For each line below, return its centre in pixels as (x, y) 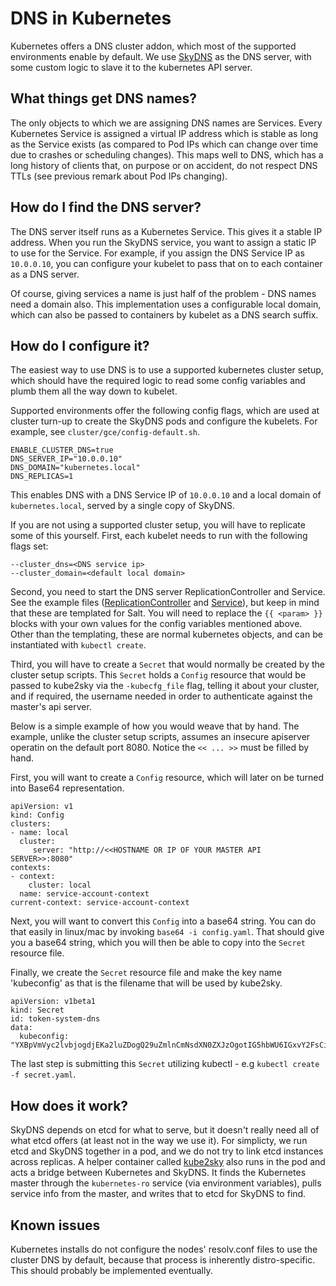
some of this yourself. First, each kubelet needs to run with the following (159, 536)
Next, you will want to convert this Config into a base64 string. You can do (163, 921)
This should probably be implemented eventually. (111, 1270)
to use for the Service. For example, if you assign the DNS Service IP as (157, 253)
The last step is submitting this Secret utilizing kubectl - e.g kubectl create (165, 1064)
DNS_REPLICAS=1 (42, 477)
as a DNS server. (45, 274)
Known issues (55, 1225)
